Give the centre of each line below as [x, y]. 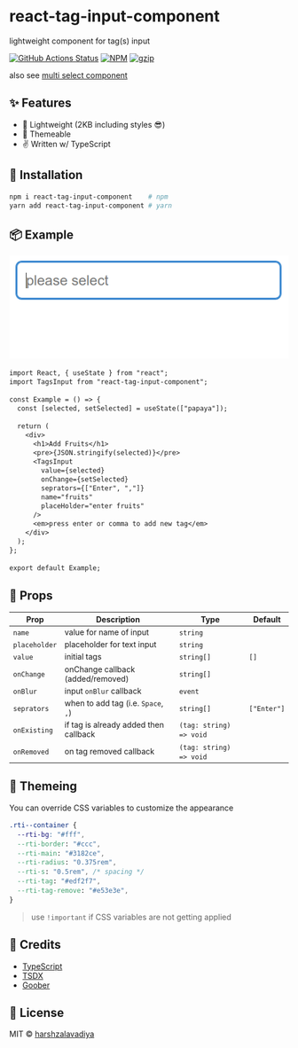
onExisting [33, 730]
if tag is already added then [114, 725]
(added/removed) [97, 678]
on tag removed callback [110, 752]
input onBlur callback [103, 691]
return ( [33, 426]
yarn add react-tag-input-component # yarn [91, 206]
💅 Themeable [46, 134]
